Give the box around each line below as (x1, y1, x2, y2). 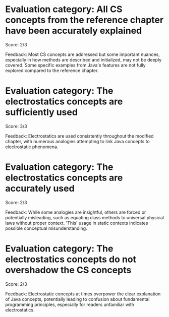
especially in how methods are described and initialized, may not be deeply (5, 56, 162, 62)
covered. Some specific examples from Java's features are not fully (5, 62, 146, 68)
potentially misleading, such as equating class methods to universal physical (5, 214, 164, 220)
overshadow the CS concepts (5, 265, 132, 276)
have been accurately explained (5, 25, 142, 36)
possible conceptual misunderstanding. (5, 225, 87, 231)
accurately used (5, 183, 75, 195)
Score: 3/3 (5, 123, 27, 129)
